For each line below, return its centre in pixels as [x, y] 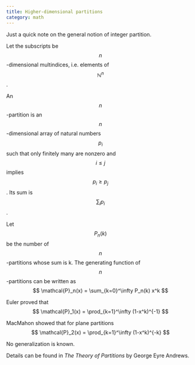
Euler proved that [28, 302]
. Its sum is [19, 192]
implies [15, 172]
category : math [25, 17]
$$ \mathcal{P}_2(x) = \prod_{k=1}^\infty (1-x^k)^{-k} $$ [100, 333]
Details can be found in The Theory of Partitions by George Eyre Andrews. [98, 355]
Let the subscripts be [32, 46]
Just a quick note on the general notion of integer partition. [79, 34]
